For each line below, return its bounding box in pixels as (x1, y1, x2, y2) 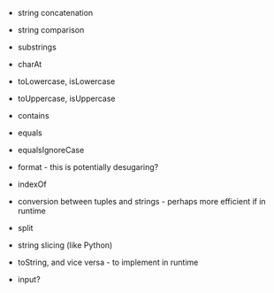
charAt (17, 59, 42, 69)
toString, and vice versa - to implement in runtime (17, 257, 199, 267)
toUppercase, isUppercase (17, 93, 117, 104)
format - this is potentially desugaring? (17, 162, 159, 172)
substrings (17, 42, 57, 52)
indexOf (17, 179, 47, 189)
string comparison (17, 25, 85, 35)
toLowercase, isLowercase (17, 76, 116, 87)
